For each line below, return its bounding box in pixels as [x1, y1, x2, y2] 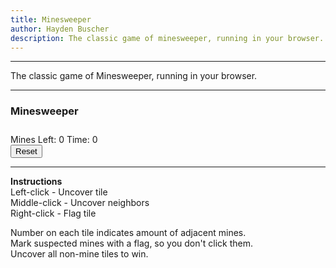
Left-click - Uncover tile [10, 186, 108, 198]
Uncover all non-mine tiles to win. [10, 247, 149, 260]
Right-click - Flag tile [10, 207, 97, 219]
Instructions [10, 175, 63, 187]
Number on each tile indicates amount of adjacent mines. [10, 226, 247, 238]
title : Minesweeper [10, 14, 92, 25]
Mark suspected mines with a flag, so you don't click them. [10, 237, 253, 249]
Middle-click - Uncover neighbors [10, 196, 150, 208]
